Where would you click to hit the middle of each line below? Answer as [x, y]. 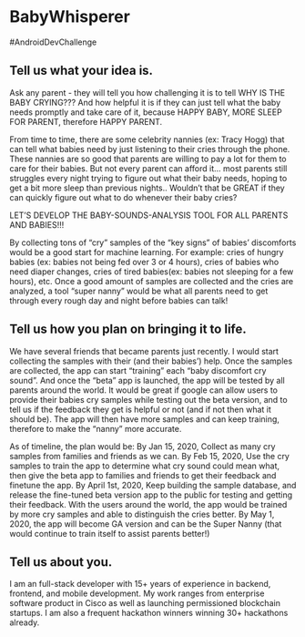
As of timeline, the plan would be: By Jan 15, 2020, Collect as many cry [142, 446]
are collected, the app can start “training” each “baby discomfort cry [138, 370]
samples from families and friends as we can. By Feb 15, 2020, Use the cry [149, 456]
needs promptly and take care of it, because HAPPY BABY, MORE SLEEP [146, 112]
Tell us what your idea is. [81, 71]
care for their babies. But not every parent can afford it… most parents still [148, 168]
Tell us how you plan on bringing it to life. [128, 329]
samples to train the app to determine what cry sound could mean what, [145, 466]
